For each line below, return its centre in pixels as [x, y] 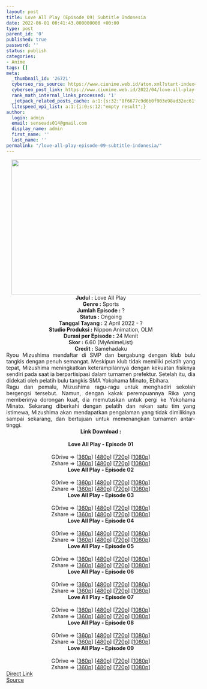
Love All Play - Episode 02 [101, 470]
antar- [188, 419]
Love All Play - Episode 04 [101, 520]
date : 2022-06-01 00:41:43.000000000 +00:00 [63, 23]
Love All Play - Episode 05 [101, 546]
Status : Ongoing [101, 317]
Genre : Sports [101, 304]
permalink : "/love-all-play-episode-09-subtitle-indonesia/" [84, 145]
